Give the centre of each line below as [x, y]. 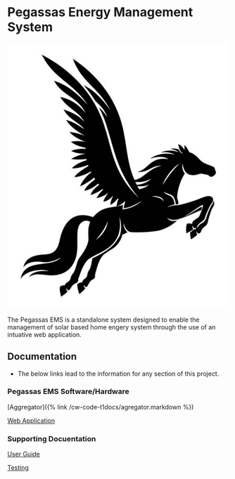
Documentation [42, 356]
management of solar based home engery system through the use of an [112, 327]
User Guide [24, 454]
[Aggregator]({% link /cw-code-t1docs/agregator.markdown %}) [101, 407]
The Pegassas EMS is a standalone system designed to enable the [103, 320]
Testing [18, 468]
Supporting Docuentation [52, 438]
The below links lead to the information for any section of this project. [118, 374]
